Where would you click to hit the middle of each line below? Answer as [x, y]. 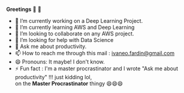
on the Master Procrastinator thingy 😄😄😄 [69, 83]
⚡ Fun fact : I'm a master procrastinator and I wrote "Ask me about [96, 68]
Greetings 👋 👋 [24, 9]
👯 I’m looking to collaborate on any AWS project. [74, 34]
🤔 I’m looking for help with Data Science [64, 40]
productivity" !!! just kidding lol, [53, 77]
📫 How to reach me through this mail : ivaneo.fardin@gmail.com [95, 53]
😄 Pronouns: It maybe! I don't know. [60, 62]
